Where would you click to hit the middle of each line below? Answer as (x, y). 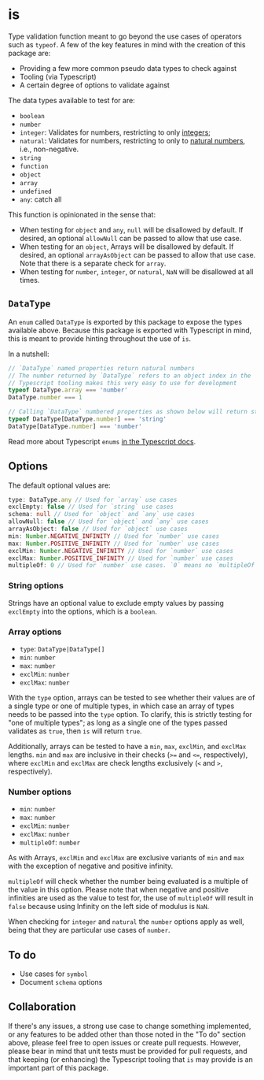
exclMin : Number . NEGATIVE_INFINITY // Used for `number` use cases (121, 551)
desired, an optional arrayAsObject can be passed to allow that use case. (137, 254)
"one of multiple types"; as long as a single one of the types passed (118, 722)
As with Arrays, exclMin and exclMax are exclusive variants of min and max (126, 858)
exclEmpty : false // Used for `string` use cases (91, 507)
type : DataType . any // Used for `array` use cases (93, 499)
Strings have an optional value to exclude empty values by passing (116, 603)
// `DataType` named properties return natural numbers (101, 368)
